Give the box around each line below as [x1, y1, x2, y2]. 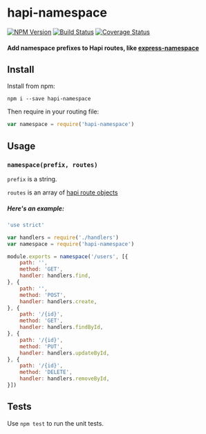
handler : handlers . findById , [19, 324, 104, 331]
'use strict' [7, 221, 45, 228]
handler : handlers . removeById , [19, 375, 110, 382]
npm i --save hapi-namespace [7, 96, 91, 102]
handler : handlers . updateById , [19, 350, 110, 356]
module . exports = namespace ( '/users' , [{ [7, 253, 129, 260]
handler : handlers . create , [19, 298, 97, 305]
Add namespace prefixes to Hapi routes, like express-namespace [7, 44, 199, 52]
